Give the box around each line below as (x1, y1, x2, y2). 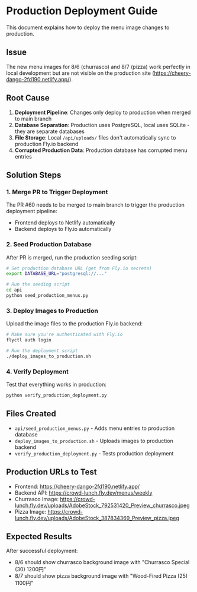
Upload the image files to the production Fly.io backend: (6, 320, 143, 327)
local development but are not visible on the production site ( (6, 69, 154, 77)
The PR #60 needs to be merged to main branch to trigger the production (6, 201, 185, 208)
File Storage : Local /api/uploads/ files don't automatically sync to (14, 134, 176, 141)
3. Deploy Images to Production (6, 306, 99, 315)
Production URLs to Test (6, 467, 97, 477)
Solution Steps (6, 170, 62, 180)
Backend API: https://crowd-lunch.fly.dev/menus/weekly (14, 489, 153, 496)
